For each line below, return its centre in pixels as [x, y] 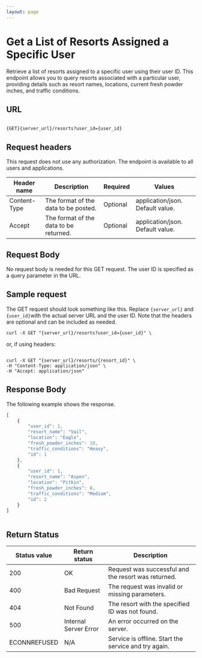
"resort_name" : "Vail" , [57, 432]
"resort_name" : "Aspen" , [59, 477]
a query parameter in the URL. [44, 276]
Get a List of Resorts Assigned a [88, 41]
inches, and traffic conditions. [43, 91]
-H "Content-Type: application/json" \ [56, 366]
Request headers [39, 147]
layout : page [23, 12]
